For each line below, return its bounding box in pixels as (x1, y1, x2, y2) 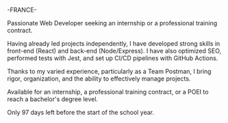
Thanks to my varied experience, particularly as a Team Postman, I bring (7, 68, 212, 75)
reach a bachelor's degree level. (7, 95, 98, 103)
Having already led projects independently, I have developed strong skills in (7, 40, 220, 47)
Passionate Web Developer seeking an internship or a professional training (7, 19, 218, 27)
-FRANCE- (7, 6, 38, 14)
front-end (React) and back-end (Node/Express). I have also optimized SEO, (7, 47, 222, 55)
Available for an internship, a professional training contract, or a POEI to (7, 88, 209, 96)
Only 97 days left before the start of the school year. (7, 109, 155, 116)
